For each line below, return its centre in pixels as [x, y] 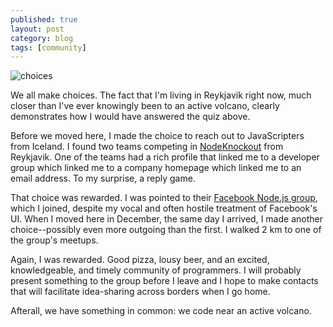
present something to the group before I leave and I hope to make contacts [164, 281]
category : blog [42, 38]
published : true [44, 19]
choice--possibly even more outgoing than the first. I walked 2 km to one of [166, 230]
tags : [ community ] [48, 47]
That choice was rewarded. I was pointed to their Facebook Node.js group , [164, 198]
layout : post [37, 29]
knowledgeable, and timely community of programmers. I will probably [156, 270]
